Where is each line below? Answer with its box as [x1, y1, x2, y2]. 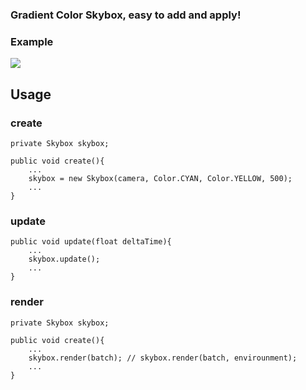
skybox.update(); [28, 254, 101, 265]
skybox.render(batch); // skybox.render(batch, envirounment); [28, 353, 298, 363]
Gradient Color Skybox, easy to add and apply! [10, 8, 242, 22]
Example [10, 34, 54, 48]
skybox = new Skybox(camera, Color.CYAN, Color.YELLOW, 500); [28, 173, 293, 183]
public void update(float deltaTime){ [10, 237, 172, 247]
